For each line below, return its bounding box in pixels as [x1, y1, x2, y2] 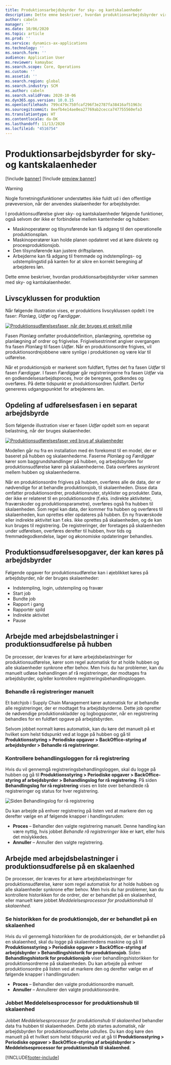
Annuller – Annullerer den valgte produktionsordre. [12, 986, 120, 993]
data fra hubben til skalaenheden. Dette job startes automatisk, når [5, 1023, 146, 1029]
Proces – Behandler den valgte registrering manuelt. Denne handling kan [12, 823, 165, 829]
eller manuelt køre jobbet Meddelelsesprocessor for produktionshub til [5, 897, 153, 903]
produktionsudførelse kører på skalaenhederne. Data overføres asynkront [5, 464, 159, 470]
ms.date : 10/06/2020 [5, 27, 49, 32]
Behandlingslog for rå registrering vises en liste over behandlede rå [5, 782, 149, 789]
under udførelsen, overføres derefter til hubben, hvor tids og [5, 528, 131, 534]
